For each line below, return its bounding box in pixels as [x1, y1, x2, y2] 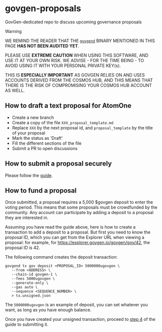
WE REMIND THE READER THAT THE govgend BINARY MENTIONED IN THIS [5, 37, 155, 44]
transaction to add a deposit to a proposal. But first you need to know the [5, 229, 151, 235]
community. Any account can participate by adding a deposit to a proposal [5, 210, 154, 216]
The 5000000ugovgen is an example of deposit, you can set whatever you [5, 302, 148, 308]
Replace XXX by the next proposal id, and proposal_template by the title [12, 125, 153, 131]
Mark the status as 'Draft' [12, 135, 63, 141]
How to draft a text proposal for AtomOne [5, 101, 132, 110]
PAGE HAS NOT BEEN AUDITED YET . [5, 43, 79, 49]
